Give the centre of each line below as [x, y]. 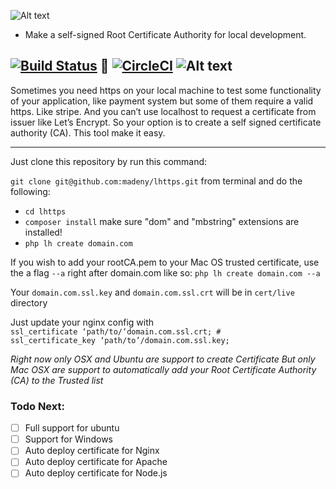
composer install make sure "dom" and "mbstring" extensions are [162, 221]
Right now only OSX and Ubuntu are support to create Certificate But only [163, 359]
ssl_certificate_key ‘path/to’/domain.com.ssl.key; [120, 340]
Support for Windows [68, 439]
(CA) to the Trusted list [57, 380]
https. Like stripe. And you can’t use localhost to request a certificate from [163, 111]
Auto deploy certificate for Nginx [92, 451]
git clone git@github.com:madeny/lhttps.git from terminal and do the [156, 181]
